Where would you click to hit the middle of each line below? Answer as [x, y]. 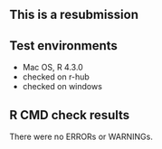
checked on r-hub [56, 77]
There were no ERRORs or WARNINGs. [81, 137]
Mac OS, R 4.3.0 [52, 68]
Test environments [63, 46]
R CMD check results [70, 115]
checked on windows [62, 87]
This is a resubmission [74, 15]
